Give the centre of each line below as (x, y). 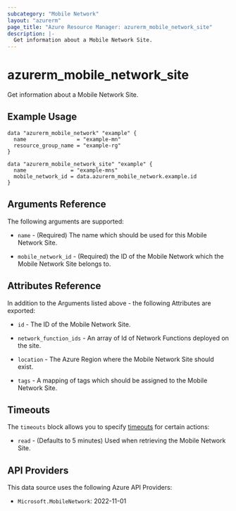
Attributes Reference (54, 286)
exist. (25, 366)
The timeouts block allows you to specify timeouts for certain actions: (108, 427)
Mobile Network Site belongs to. (64, 264)
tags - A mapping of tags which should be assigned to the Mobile (112, 380)
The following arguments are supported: (66, 221)
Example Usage (42, 117)
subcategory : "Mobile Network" (53, 14)
